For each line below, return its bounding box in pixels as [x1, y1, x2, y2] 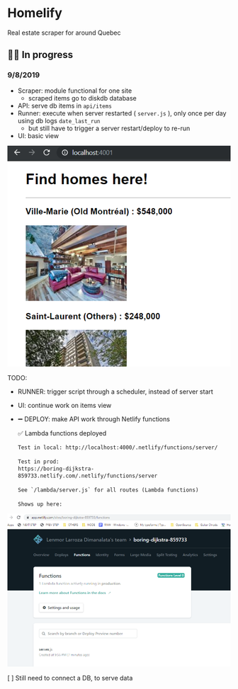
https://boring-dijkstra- [17, 465, 94, 472]
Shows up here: [17, 501, 63, 508]
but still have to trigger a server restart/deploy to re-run [28, 124, 191, 132]
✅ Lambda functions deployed [17, 428, 107, 437]
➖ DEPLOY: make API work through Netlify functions [17, 414, 170, 423]
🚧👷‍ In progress [7, 49, 73, 61]
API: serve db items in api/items [17, 101, 112, 110]
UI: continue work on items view [17, 401, 112, 409]
